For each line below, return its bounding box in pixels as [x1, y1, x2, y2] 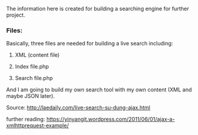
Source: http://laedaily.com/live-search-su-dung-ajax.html [6, 104, 151, 111]
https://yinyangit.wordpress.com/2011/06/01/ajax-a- [46, 116, 175, 123]
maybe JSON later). [6, 93, 55, 100]
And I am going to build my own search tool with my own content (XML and [6, 86, 192, 93]
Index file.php [14, 63, 49, 70]
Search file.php [14, 75, 53, 82]
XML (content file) [14, 51, 60, 59]
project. [6, 11, 26, 19]
